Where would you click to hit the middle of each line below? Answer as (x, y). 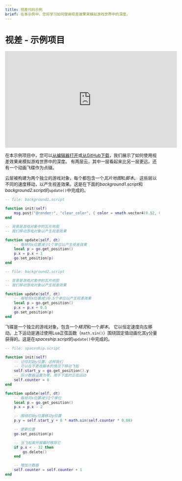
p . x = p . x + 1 (28, 254)
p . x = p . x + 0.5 (31, 308)
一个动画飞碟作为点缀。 (33, 168)
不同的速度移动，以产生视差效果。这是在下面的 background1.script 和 (74, 184)
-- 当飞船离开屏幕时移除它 (37, 443)
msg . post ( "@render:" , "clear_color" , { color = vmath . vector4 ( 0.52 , (85, 213)
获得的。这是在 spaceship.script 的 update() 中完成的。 (59, 339)
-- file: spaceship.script (33, 348)
